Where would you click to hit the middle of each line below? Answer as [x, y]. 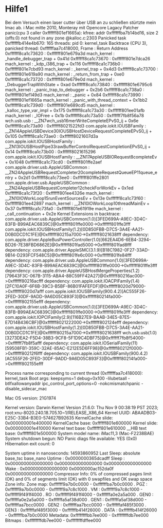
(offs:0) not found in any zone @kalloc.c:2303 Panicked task [66, 38]
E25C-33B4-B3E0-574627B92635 [40, 418]
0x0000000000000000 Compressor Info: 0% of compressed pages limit [78, 473]
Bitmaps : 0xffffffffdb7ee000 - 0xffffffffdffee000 [53, 520]
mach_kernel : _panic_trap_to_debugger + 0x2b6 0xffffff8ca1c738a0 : [75, 90]
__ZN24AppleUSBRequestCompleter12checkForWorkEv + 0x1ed [69, 188]
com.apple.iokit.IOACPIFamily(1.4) [106, 281]
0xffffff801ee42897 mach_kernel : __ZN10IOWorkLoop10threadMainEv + [77, 203]
